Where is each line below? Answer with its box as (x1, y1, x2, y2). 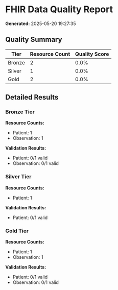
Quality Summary (5, 35, 62, 44)
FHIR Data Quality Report (5, 4, 113, 15)
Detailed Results (5, 93, 59, 102)
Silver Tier (5, 173, 32, 180)
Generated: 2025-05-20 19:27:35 (5, 20, 76, 27)
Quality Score (75, 50, 109, 57)
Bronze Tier (5, 108, 35, 115)
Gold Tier (5, 227, 29, 234)
